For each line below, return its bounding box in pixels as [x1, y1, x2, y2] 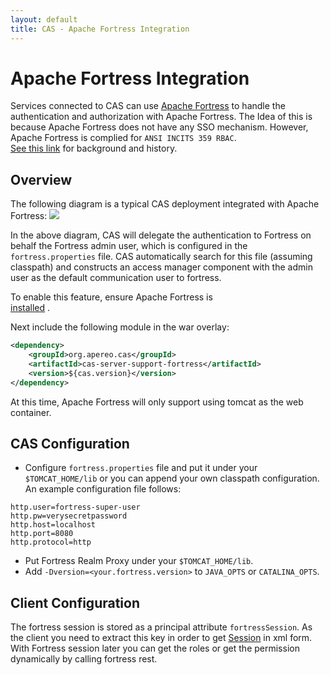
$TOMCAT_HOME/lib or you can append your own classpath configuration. [24, 472, 320, 485]
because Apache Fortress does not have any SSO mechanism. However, [10, 121, 309, 133]
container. [10, 406, 52, 418]
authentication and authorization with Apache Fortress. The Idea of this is [10, 111, 313, 123]
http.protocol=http [10, 537, 92, 548]
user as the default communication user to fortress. [10, 272, 222, 284]
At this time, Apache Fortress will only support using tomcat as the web [10, 396, 304, 408]
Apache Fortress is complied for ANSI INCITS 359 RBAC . [10, 132, 237, 144]
